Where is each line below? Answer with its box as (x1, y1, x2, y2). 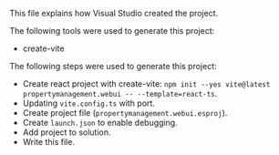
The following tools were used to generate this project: (9, 26, 215, 36)
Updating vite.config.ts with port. (22, 98, 155, 108)
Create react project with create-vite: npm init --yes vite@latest (22, 78, 271, 89)
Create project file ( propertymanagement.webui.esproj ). (22, 108, 228, 118)
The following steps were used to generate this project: (9, 61, 217, 71)
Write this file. (22, 137, 76, 147)
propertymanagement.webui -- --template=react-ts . (22, 88, 218, 98)
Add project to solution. (22, 127, 111, 138)
